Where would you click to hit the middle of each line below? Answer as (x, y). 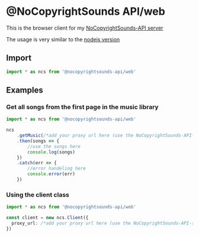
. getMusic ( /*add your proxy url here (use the (75, 136)
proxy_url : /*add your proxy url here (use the (71, 223)
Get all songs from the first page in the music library (82, 107)
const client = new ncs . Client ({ (47, 218)
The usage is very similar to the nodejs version (63, 39)
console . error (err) (52, 174)
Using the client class (38, 194)
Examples (25, 90)
